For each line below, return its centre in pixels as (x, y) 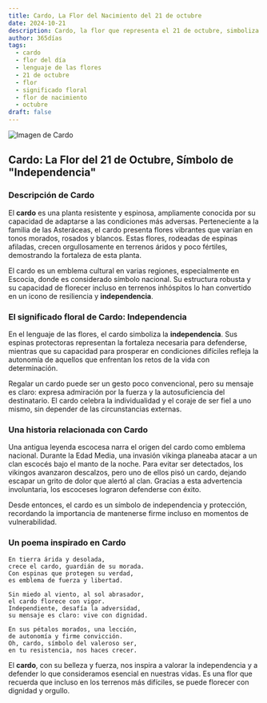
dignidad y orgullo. (39, 690)
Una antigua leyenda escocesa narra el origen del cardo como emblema (127, 447)
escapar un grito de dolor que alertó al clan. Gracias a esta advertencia (125, 481)
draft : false (30, 113)
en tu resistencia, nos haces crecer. (73, 650)
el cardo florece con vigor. (57, 601)
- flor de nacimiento (52, 97)
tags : (17, 46)
